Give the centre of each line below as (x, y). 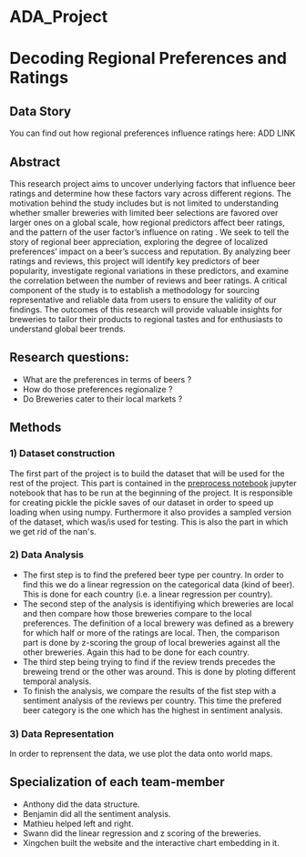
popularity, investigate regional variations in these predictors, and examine (149, 271)
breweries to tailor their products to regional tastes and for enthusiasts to (146, 319)
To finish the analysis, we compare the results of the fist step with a (149, 690)
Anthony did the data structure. (81, 804)
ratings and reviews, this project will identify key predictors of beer (135, 261)
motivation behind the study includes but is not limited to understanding (144, 203)
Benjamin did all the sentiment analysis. (97, 813)
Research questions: (69, 357)
